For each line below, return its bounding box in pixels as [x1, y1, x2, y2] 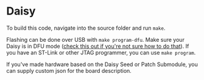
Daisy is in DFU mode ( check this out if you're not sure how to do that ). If [6, 42, 189, 50]
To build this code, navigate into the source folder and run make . [6, 24, 166, 32]
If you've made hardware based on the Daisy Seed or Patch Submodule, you [6, 61, 198, 68]
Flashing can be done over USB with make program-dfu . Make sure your [6, 36, 185, 43]
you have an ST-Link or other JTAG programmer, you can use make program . [6, 48, 196, 56]
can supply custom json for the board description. [6, 67, 132, 74]
